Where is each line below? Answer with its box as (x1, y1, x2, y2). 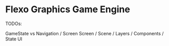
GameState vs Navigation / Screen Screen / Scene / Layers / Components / (5, 30, 164, 36)
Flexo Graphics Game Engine (5, 4, 131, 15)
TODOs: (5, 20, 22, 27)
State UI (5, 36, 23, 42)
